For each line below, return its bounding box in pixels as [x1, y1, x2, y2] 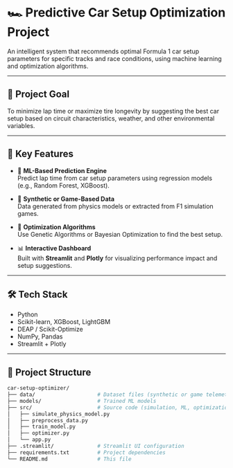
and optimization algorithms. [7, 62, 89, 70]
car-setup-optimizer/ [7, 385, 70, 392]
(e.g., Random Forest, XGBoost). [17, 181, 110, 190]
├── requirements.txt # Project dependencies [7, 449, 166, 456]
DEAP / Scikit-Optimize [17, 325, 83, 334]
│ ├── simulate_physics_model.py [7, 411, 110, 417]
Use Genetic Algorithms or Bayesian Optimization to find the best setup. [17, 230, 223, 238]
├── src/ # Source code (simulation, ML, [7, 404, 191, 411]
